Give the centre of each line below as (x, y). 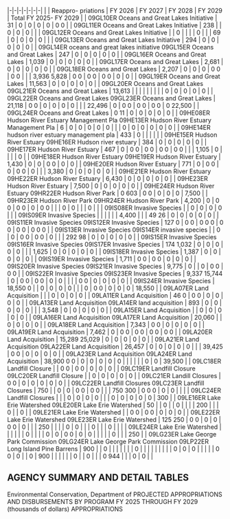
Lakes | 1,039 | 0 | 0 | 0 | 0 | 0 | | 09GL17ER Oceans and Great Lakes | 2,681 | (115, 62)
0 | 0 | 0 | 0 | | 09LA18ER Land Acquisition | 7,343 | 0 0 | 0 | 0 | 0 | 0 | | (106, 324)
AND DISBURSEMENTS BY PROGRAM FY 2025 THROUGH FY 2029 (103, 501)
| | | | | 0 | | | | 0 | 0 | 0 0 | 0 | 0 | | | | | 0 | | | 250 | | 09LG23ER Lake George (112, 434)
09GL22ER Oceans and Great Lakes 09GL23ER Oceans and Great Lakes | (112, 98)
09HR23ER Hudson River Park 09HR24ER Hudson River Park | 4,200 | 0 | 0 (113, 200)
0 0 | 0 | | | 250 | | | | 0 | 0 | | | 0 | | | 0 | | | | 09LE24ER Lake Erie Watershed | (114, 427)
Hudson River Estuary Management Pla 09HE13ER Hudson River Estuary (109, 120)
